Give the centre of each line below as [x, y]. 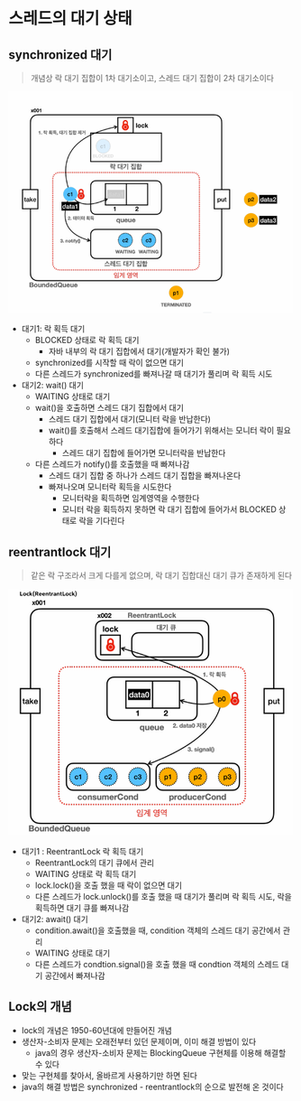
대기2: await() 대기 [55, 919]
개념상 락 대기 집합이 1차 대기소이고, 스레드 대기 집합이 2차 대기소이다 [152, 78]
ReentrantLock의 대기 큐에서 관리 [95, 863]
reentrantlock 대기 [60, 552]
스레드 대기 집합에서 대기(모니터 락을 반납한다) [129, 419]
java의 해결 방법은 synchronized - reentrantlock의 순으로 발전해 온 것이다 [153, 1087]
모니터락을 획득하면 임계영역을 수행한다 [131, 499]
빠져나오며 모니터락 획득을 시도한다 [110, 487]
